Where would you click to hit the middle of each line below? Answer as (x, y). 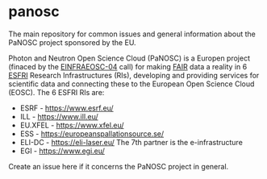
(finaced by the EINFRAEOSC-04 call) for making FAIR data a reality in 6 (128, 66)
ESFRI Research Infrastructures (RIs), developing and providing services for (134, 75)
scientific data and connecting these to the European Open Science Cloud (131, 84)
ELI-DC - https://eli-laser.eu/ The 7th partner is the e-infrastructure (131, 142)
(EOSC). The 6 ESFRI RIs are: (56, 92)
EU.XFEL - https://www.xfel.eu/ (72, 125)
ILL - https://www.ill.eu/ (59, 116)
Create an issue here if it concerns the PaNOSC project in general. (119, 166)
